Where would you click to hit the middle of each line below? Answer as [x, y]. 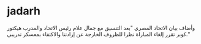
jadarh [24, 11]
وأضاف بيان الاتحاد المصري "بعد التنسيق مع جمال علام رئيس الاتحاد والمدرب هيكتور [101, 28]
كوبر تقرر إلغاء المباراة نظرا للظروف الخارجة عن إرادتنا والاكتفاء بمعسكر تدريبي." [99, 34]
